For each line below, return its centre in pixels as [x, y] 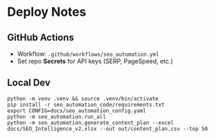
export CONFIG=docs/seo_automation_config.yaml [77, 111]
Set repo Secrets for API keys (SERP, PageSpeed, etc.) [95, 61]
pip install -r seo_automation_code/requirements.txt [86, 105]
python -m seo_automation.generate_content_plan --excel [91, 122]
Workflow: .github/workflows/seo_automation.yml [88, 54]
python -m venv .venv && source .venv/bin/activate [83, 98]
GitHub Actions [41, 38]
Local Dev [29, 83]
